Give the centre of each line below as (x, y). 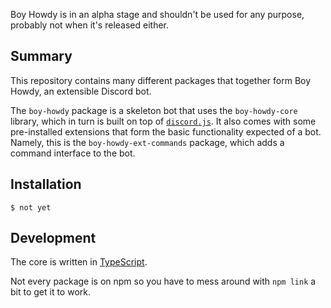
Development (53, 238)
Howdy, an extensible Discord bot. (81, 91)
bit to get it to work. (51, 292)
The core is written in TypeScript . (79, 262)
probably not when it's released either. (90, 25)
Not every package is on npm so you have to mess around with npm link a (163, 281)
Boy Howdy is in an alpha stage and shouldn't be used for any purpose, (157, 14)
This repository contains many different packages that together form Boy (161, 80)
